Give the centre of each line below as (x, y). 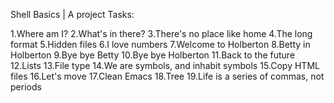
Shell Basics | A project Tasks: (72, 14)
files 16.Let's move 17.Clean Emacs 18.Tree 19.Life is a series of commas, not (167, 76)
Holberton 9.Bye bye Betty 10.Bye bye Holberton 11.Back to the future (153, 55)
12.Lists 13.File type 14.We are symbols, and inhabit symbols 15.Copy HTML (165, 65)
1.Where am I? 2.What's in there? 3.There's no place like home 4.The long (161, 33)
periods (26, 87)
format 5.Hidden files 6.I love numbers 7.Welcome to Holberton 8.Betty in (160, 44)
